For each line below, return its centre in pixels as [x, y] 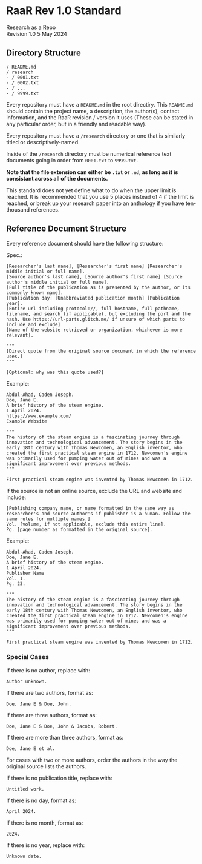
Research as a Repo [31, 27]
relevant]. [20, 335]
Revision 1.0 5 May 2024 [37, 33]
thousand [18, 209]
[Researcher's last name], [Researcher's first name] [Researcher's [94, 266]
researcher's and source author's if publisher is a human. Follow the [98, 514]
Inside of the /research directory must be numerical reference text [89, 154]
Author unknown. [27, 681]
